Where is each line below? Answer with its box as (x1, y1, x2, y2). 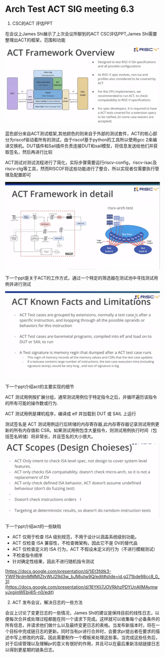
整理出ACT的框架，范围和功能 (5, 37, 66, 43)
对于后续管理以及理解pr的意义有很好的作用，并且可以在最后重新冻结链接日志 (5, 640, 160, 646)
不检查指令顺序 (12, 552, 43, 558)
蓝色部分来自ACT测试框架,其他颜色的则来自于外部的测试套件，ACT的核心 (5, 131, 153, 136)
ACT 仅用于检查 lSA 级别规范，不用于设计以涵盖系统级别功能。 (12, 533, 139, 540)
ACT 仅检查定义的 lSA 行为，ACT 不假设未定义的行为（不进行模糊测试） (12, 546, 158, 552)
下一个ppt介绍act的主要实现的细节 (5, 384, 75, 390)
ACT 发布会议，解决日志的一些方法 (12, 599, 83, 605)
